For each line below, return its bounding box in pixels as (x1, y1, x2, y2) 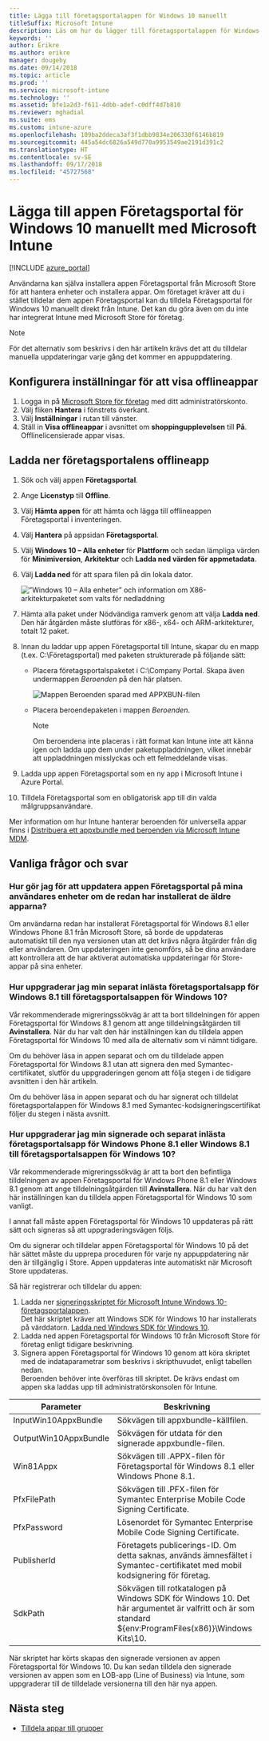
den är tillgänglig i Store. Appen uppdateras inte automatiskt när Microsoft (9, 1258, 252, 1267)
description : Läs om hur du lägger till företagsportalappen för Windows (9, 26, 260, 34)
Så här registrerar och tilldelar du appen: (9, 1282, 142, 1291)
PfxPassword (13, 1522, 63, 1533)
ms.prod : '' (9, 78, 49, 86)
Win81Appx (13, 1460, 58, 1471)
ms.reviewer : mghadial (9, 109, 85, 117)
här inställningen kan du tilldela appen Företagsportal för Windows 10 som (9, 1192, 253, 1201)
